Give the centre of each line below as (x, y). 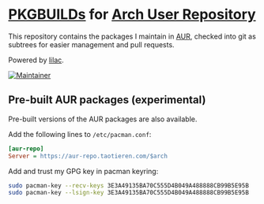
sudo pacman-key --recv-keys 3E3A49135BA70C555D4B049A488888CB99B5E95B (128, 185)
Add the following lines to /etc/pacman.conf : (80, 134)
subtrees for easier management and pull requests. (92, 44)
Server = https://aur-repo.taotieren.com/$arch (88, 156)
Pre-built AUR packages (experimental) (107, 100)
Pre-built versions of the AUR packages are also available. (103, 119)
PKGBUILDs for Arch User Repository (132, 15)
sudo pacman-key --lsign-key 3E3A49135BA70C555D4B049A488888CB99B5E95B (128, 193)
